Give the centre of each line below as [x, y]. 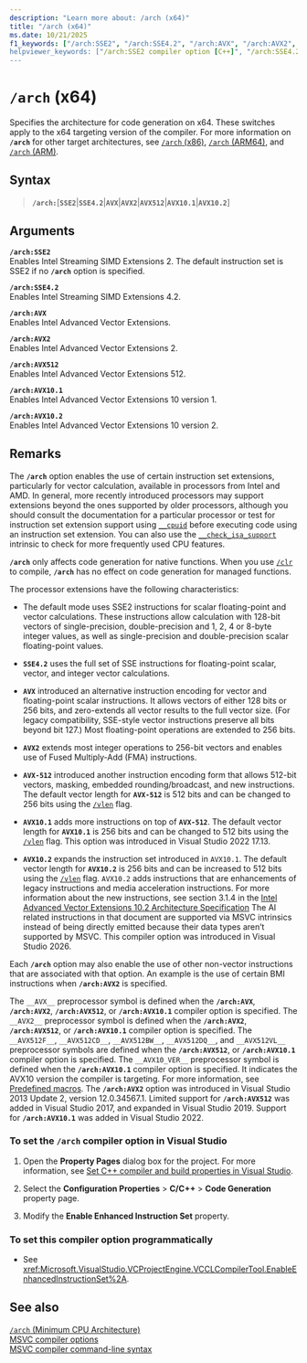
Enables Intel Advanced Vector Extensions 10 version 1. [113, 399]
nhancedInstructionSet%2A [75, 1279]
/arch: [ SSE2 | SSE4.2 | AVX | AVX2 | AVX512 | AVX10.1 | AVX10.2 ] [131, 202]
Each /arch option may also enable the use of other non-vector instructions [152, 964]
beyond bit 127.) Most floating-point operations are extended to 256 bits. [159, 729]
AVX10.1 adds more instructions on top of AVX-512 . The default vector [152, 821]
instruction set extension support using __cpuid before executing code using [153, 524]
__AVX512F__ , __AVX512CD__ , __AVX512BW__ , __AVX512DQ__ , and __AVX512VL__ [148, 1039]
